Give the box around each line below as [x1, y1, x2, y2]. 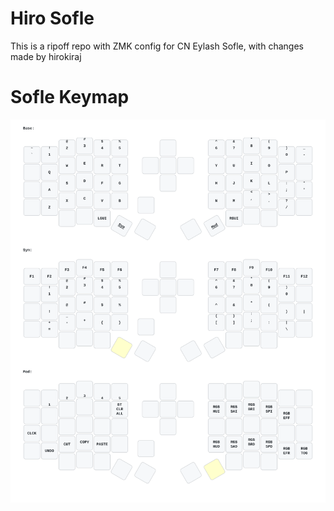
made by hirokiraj [10, 50, 82, 62]
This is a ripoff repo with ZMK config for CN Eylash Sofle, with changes [10, 40, 304, 52]
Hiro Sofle [10, 7, 95, 30]
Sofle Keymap [10, 86, 130, 109]
